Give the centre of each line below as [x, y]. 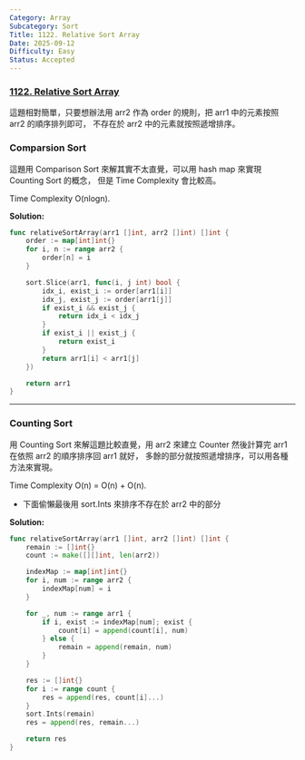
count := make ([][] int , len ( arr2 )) [93, 555]
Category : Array [40, 18]
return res [46, 739]
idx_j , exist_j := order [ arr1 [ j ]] [107, 299]
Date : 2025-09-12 [42, 43]
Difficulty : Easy [42, 52]
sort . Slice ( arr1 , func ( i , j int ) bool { [103, 282]
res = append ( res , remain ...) [83, 723]
